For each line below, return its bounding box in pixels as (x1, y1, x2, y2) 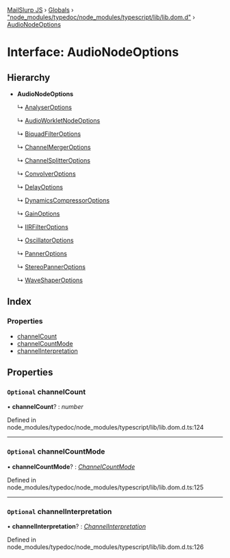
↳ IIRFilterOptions (16, 223, 68, 231)
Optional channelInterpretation (7, 507, 112, 516)
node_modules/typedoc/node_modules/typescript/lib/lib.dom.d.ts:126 (7, 542, 204, 551)
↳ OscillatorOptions (16, 236, 74, 244)
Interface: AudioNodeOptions (7, 45, 179, 60)
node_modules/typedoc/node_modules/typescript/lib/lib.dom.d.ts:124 (7, 423, 204, 432)
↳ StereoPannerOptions (16, 263, 86, 270)
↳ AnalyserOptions (16, 103, 72, 111)
